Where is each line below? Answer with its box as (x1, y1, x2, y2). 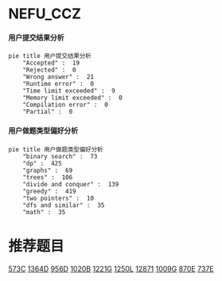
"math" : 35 (22, 208, 66, 216)
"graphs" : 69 (22, 166, 73, 174)
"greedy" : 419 (22, 187, 77, 195)
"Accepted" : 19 (22, 59, 80, 68)
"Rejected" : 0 (22, 66, 77, 74)
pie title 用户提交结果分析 (8, 53, 92, 60)
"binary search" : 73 (22, 152, 98, 160)
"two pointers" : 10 (22, 194, 94, 202)
